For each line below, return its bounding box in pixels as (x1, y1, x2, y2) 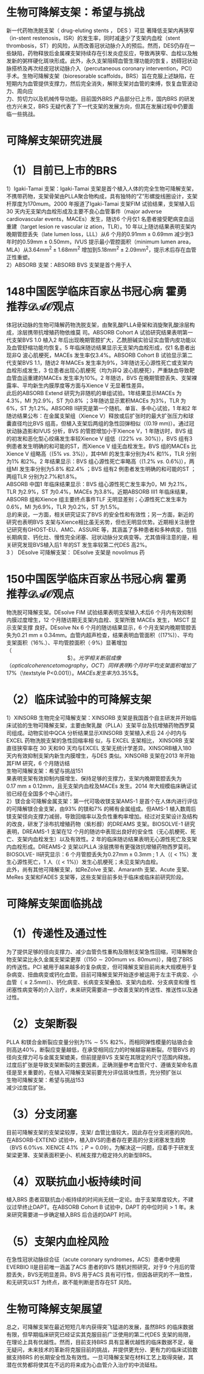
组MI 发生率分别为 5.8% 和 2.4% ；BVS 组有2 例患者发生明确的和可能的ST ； (6, 465, 196, 472)
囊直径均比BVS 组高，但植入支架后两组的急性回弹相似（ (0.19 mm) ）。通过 (6, 419, 189, 427)
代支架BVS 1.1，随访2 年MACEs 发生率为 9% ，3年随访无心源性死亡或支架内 (6, 359, 193, 366)
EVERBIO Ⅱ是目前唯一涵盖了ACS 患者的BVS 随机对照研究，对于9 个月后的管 (6, 1264, 195, 1271)
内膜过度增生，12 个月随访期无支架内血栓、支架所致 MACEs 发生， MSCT (6, 616, 190, 623)
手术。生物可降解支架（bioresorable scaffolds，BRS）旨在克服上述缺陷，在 (6, 72, 195, 80)
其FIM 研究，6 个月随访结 (6, 759, 70, 767)
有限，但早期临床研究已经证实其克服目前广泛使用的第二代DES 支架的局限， (6, 1331, 194, 1338)
